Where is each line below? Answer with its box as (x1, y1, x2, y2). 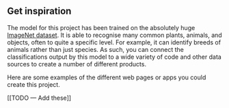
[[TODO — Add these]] (7, 94, 72, 102)
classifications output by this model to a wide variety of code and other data (7, 53, 222, 61)
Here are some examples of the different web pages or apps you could (7, 73, 206, 81)
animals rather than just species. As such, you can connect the (7, 45, 185, 53)
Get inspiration (7, 5, 72, 17)
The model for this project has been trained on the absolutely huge (7, 23, 196, 31)
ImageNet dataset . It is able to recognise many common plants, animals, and (7, 31, 222, 39)
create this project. (7, 80, 60, 88)
